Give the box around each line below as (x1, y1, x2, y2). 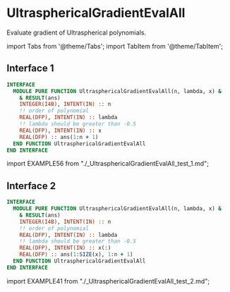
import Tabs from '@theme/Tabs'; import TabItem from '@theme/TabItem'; (6, 42, 224, 50)
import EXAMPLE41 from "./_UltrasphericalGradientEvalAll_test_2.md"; (6, 276, 210, 285)
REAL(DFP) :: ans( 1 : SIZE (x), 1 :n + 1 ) (19, 251, 133, 258)
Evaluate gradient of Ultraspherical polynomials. (6, 28, 146, 37)
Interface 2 (6, 180, 56, 192)
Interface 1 (6, 62, 54, 75)
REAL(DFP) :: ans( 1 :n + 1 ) (19, 133, 99, 140)
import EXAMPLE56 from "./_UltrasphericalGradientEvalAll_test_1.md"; (6, 159, 210, 168)
